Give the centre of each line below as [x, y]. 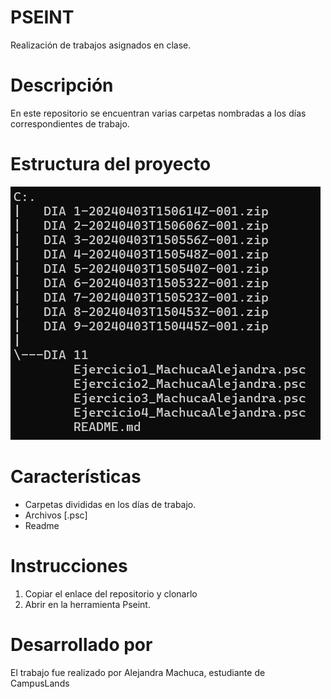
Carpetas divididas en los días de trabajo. [110, 504]
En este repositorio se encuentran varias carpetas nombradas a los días [158, 113]
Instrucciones [69, 565]
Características [76, 477]
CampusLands [40, 683]
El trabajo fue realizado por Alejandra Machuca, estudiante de [138, 672]
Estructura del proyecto [111, 164]
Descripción [62, 85]
